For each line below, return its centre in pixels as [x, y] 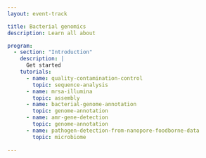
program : [20, 46]
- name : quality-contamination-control [84, 78]
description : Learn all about [52, 33]
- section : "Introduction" [53, 52]
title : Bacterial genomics [47, 26]
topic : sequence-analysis [71, 85]
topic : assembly [56, 98]
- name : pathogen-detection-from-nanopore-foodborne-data [112, 131]
